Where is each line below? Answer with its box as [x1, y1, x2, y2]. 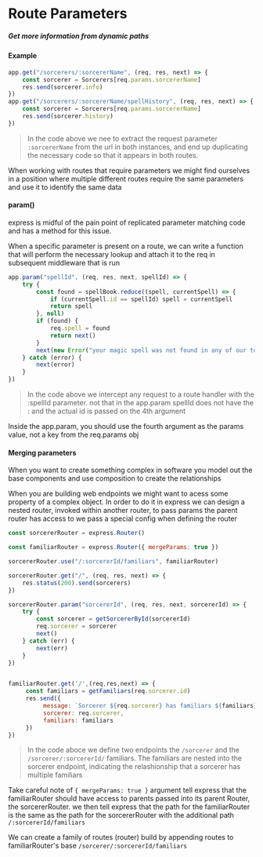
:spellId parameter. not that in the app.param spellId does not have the [27, 398, 254, 408]
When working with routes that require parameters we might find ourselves [8, 166, 250, 175]
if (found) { [36, 317, 79, 325]
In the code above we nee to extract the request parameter [27, 134, 218, 143]
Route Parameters [8, 5, 128, 23]
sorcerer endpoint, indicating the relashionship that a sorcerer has [27, 762, 241, 771]
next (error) [36, 361, 76, 369]
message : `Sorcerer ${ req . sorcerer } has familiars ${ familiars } [42, 702, 258, 710]
